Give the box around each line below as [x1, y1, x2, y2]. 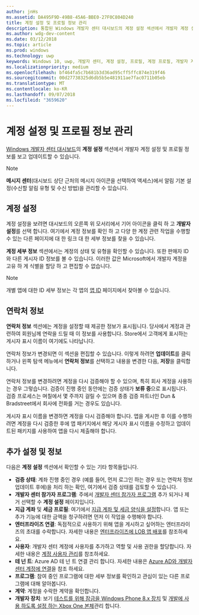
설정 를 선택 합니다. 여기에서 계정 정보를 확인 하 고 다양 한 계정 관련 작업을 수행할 [6, 228, 191, 235]
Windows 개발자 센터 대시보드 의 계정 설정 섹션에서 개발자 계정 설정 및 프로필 [6, 145, 184, 152]
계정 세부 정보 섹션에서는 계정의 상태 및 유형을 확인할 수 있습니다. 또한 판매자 [6, 248, 182, 255]
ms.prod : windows [6, 48, 49, 53]
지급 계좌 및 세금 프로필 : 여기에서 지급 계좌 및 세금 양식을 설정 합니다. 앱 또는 [14, 506, 190, 513]
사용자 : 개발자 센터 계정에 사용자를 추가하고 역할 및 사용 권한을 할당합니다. [14, 543, 185, 550]
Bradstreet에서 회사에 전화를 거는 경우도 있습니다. [6, 400, 122, 407]
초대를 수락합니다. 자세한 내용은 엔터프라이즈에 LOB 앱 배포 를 [25, 528, 168, 535]
